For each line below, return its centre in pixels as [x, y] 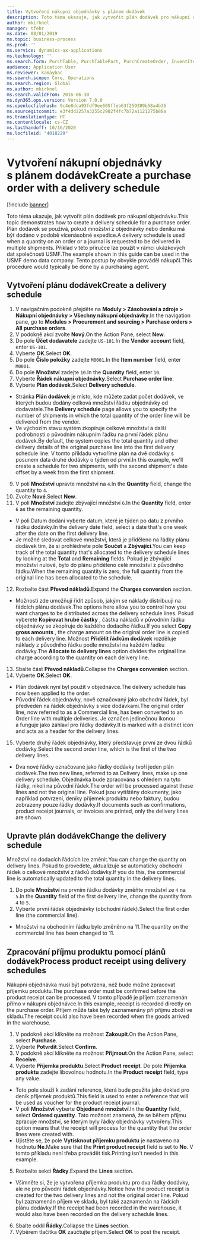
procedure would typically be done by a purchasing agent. [78, 267]
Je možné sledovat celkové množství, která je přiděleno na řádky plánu [102, 540]
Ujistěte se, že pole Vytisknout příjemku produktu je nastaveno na [97, 1140]
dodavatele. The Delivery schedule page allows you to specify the [96, 409]
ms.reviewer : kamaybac [35, 73]
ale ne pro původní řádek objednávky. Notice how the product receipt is [102, 1189]
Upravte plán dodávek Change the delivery [87, 836]
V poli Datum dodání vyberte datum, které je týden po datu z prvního [99, 521]
